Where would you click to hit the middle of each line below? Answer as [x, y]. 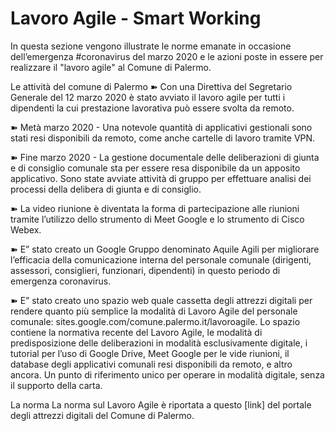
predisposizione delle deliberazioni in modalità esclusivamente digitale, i [159, 343]
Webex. [26, 229]
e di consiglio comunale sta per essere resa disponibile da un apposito [155, 168]
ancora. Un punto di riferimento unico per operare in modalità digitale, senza [167, 374]
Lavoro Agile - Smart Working [136, 18]
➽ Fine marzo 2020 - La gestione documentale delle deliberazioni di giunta [165, 157]
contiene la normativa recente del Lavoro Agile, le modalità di [136, 332]
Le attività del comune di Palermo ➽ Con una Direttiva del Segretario [151, 86]
